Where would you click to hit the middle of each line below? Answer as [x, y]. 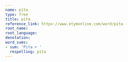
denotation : [18, 38]
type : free [17, 14]
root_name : [17, 28]
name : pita [17, 10]
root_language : [21, 33]
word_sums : [17, 42]
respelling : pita [28, 51]
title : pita [18, 19]
